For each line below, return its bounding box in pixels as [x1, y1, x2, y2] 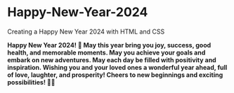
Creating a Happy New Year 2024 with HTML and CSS [7, 27, 165, 36]
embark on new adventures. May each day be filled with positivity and [7, 55, 216, 64]
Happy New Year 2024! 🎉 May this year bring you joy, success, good [7, 41, 212, 49]
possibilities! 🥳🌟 [7, 78, 56, 86]
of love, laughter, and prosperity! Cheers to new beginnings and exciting [7, 71, 223, 79]
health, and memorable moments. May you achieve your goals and [7, 48, 206, 57]
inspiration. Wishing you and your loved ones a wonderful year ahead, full [7, 63, 228, 71]
